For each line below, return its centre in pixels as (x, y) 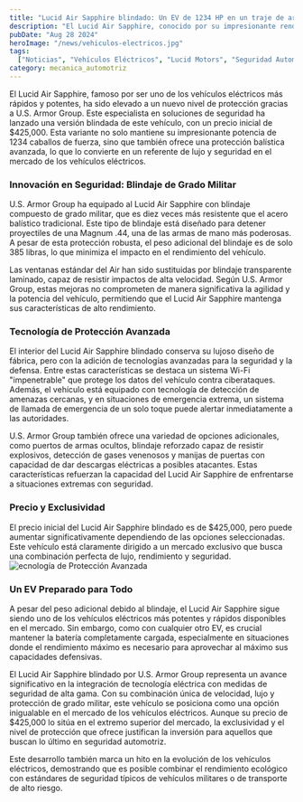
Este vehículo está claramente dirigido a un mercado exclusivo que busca (146, 546)
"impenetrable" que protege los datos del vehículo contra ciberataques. (142, 380)
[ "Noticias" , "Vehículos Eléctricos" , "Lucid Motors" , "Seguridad (145, 60)
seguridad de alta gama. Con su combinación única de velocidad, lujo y (142, 693)
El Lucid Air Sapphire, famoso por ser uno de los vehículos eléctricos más (146, 94)
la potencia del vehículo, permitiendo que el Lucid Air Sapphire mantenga (146, 298)
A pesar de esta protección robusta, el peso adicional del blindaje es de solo (151, 243)
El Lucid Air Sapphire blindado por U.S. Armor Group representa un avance (148, 675)
